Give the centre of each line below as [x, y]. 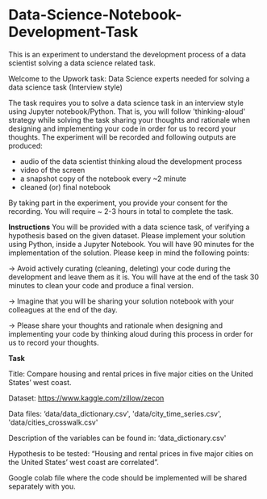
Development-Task [73, 32]
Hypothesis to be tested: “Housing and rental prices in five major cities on [131, 453]
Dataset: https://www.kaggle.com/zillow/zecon [86, 398]
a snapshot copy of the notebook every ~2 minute [103, 178]
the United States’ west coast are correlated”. [84, 462]
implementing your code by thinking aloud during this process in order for [131, 333]
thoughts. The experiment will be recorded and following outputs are [122, 137]
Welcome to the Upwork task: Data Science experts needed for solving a [129, 78]
